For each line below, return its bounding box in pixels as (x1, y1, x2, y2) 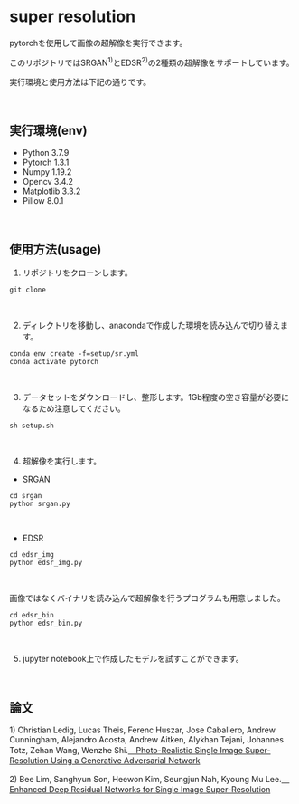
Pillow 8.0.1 (22, 196, 64, 206)
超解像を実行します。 (22, 455, 102, 467)
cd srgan (9, 492, 42, 501)
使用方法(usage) (9, 242, 102, 257)
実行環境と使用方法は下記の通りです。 (9, 76, 152, 87)
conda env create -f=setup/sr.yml (9, 349, 140, 359)
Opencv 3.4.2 (22, 177, 74, 187)
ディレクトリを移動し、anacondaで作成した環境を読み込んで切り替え (22, 320, 281, 331)
